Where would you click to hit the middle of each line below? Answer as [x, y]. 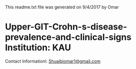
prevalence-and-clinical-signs [68, 37]
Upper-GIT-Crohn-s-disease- [66, 27]
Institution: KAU [38, 48]
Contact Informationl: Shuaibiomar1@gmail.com [53, 61]
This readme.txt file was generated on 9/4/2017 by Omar [62, 7]
